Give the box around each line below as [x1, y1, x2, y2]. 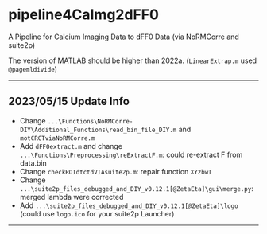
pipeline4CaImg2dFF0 [8, 6, 159, 24]
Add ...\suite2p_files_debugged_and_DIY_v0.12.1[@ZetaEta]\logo [19, 201, 238, 210]
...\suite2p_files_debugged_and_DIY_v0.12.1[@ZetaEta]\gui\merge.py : [19, 183, 254, 193]
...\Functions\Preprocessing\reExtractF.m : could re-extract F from [19, 150, 243, 159]
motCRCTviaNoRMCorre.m [19, 134, 95, 142]
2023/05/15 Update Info [8, 95, 130, 108]
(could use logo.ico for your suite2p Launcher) [19, 209, 175, 218]
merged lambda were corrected [19, 192, 124, 201]
